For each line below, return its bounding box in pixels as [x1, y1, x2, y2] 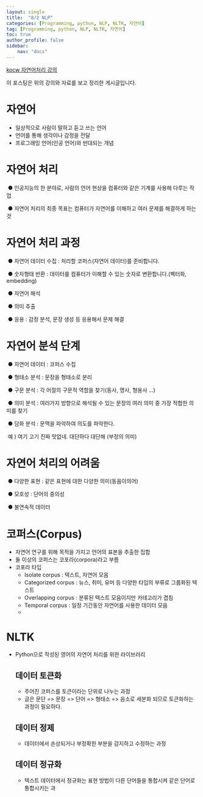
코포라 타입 [15, 564, 42, 571]
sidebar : [6, 43, 29, 49]
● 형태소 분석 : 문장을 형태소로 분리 [7, 373, 93, 381]
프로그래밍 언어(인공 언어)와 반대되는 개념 [15, 139, 114, 146]
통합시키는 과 [24, 784, 56, 792]
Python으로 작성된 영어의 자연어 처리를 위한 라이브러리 [15, 651, 146, 658]
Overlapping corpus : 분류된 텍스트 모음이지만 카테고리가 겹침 [24, 594, 174, 601]
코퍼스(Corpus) [6, 527, 82, 541]
